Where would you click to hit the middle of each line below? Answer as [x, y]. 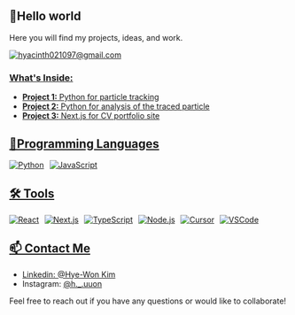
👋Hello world [45, 16]
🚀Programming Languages [84, 144]
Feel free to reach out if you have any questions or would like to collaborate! [147, 301]
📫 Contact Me [50, 249]
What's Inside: [41, 78]
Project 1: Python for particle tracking [90, 97]
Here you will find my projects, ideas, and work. [96, 37]
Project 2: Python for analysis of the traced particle [116, 106]
